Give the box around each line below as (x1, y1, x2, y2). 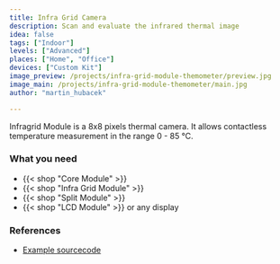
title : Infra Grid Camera (9, 13, 106, 22)
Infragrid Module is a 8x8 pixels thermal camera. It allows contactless (9, 120, 267, 131)
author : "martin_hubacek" (9, 88, 106, 97)
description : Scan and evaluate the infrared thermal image (9, 22, 240, 31)
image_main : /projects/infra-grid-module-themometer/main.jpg (9, 80, 248, 89)
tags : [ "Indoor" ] (9, 38, 75, 48)
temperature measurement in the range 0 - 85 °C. (9, 130, 194, 141)
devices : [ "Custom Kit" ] (9, 64, 103, 73)
